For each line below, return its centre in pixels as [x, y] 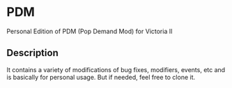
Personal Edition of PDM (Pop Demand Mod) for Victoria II [90, 31]
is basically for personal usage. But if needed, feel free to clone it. [101, 77]
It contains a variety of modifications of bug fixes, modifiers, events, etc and [116, 69]
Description [32, 53]
